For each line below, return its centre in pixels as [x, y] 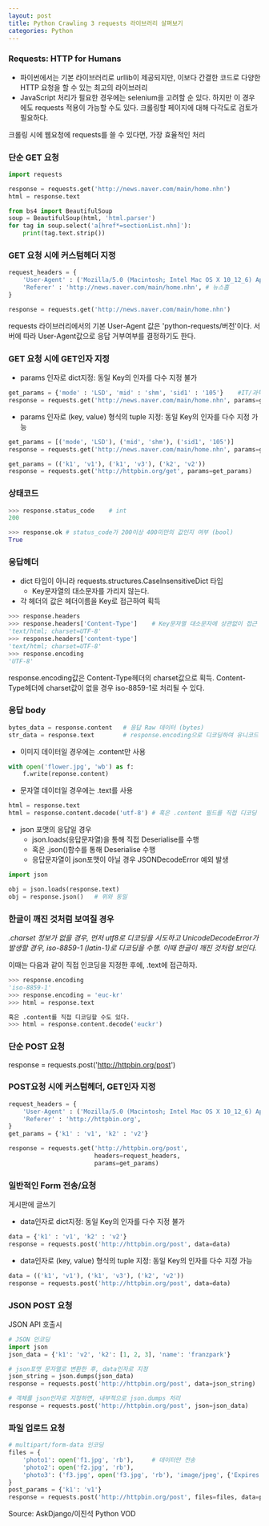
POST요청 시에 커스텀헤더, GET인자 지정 [82, 1087]
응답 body [27, 710]
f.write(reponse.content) [66, 774]
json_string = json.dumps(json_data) [71, 1377]
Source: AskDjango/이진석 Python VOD [72, 1514]
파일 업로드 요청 [37, 1428]
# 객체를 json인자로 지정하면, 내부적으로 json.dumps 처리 [94, 1398]
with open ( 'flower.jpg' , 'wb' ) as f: [71, 767]
